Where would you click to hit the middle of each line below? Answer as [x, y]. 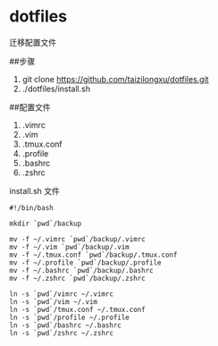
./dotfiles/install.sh [56, 89]
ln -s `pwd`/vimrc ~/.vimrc [62, 294]
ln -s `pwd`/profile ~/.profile [69, 317]
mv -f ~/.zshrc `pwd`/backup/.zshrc [77, 278]
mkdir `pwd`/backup [46, 224]
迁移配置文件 [33, 42]
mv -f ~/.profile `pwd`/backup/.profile [86, 262]
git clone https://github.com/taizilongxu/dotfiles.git [115, 79]
